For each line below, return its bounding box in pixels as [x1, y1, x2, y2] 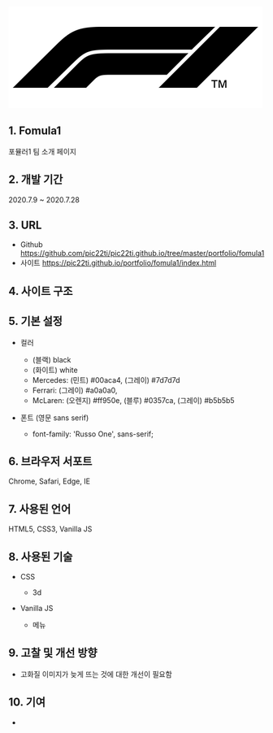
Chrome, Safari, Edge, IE [8, 476, 91, 486]
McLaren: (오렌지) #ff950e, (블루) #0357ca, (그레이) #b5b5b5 [32, 395, 235, 405]
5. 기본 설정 [8, 314, 63, 328]
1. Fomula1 [8, 124, 62, 138]
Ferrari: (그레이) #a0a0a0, [32, 385, 118, 395]
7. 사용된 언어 [8, 502, 71, 516]
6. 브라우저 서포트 [8, 454, 93, 469]
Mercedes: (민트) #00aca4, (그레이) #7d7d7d [32, 375, 180, 384]
